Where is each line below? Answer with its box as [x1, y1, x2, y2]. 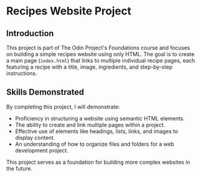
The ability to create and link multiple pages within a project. [14, 121, 165, 128]
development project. [14, 146, 68, 154]
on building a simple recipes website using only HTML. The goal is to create [6, 51, 195, 58]
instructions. [6, 70, 37, 76]
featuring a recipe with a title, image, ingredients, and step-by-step [6, 63, 173, 70]
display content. [14, 134, 56, 141]
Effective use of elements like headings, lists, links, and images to [14, 128, 178, 135]
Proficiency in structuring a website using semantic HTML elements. [14, 114, 185, 122]
